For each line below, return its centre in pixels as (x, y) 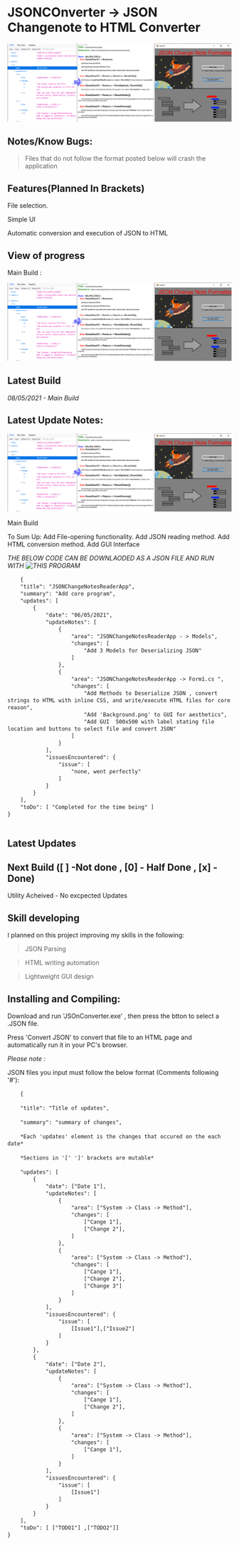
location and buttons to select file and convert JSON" (92, 729)
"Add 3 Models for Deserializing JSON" (143, 651)
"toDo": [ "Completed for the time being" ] (87, 807)
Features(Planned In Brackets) (76, 188)
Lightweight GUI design (59, 977)
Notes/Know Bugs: (50, 142)
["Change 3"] (103, 1286)
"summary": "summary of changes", (71, 1122)
